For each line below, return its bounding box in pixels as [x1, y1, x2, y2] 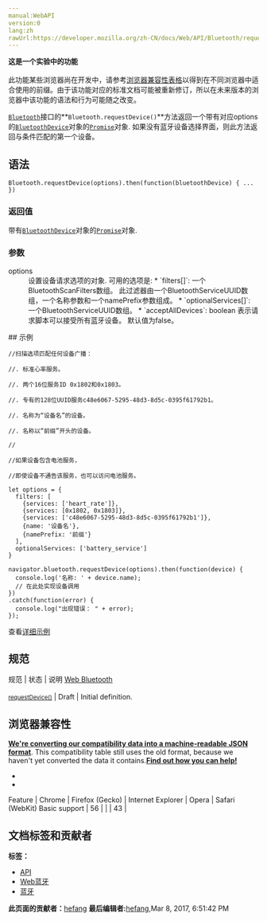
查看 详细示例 [8, 626, 50, 636]
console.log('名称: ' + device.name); [15, 574, 141, 582]
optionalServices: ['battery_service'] [15, 544, 148, 552]
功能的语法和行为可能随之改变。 [35, 95, 141, 104]
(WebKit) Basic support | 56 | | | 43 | [8, 804, 127, 813]
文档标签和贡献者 [8, 829, 92, 842]
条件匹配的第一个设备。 [21, 132, 99, 142]
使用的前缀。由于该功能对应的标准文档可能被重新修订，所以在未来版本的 [14, 85, 252, 95]
